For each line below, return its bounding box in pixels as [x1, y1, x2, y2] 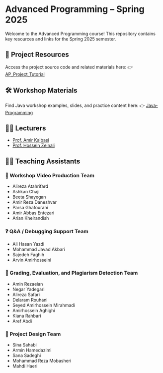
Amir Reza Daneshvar [12, 199, 57, 205]
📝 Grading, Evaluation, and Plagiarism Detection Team [5, 270, 138, 277]
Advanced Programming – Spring [5, 3, 145, 15]
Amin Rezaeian [12, 281, 43, 287]
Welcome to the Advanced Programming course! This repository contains [5, 30, 156, 36]
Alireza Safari [12, 291, 40, 298]
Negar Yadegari [12, 286, 45, 292]
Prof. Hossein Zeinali [12, 142, 55, 148]
